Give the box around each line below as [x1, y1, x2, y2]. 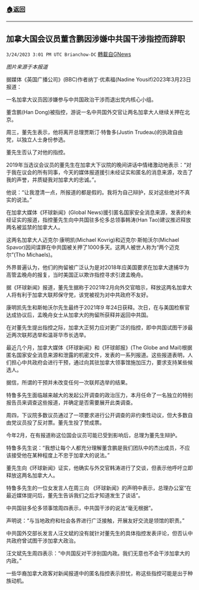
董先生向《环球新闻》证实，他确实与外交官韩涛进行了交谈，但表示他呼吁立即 [6, 465, 193, 472]
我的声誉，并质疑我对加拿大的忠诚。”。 [6, 176, 99, 184]
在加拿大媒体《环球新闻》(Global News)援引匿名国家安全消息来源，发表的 [6, 209, 187, 216]
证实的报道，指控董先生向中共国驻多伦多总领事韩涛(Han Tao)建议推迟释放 [11, 216, 191, 223]
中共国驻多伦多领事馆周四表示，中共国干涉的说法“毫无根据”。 [6, 504, 156, 512]
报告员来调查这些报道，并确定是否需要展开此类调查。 [6, 399, 136, 406]
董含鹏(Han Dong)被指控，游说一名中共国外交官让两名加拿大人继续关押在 [6, 109, 185, 116]
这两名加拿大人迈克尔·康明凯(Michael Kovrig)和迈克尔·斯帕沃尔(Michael [6, 236, 179, 244]
